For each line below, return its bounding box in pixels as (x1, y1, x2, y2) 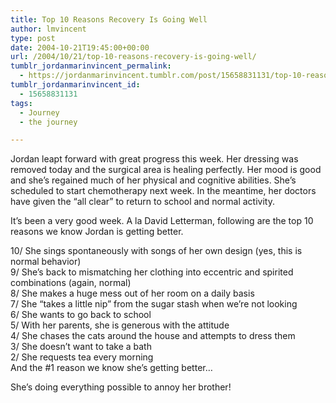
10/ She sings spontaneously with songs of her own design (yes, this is (10, 245, 303, 257)
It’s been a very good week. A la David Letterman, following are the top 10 (10, 215, 314, 227)
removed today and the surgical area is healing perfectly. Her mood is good (10, 164, 322, 176)
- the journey (19, 117, 78, 127)
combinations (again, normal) (10, 277, 132, 289)
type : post (10, 33, 56, 43)
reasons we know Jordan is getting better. (10, 226, 184, 238)
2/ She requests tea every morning (10, 351, 154, 363)
